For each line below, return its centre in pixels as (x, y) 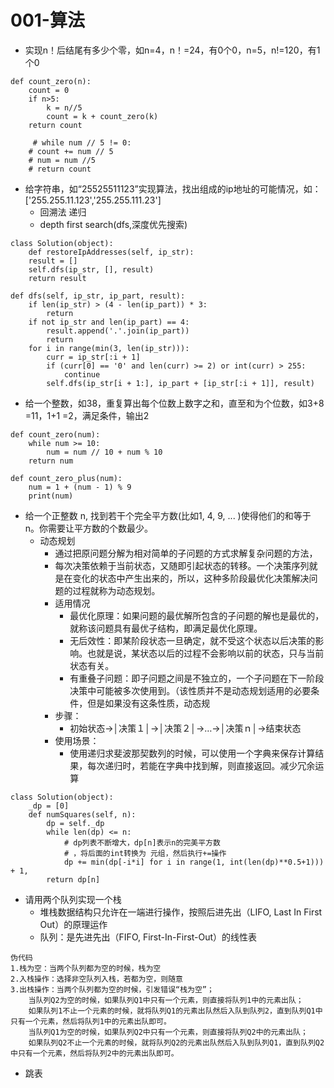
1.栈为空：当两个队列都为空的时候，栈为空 (86, 968)
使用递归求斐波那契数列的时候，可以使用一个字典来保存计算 (192, 753)
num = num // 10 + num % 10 (104, 452)
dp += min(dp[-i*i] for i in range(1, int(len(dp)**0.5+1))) (194, 862)
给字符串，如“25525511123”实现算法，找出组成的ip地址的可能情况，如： (173, 188)
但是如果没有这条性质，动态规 (149, 703)
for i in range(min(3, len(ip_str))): (109, 348)
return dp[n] (73, 879)
